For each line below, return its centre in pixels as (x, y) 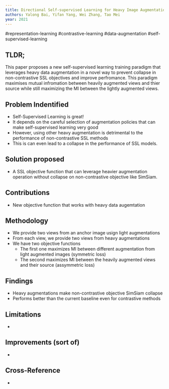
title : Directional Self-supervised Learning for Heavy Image (72, 10)
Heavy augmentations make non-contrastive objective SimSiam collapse (88, 293)
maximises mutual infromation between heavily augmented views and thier (83, 83)
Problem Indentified (37, 104)
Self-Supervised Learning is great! (48, 116)
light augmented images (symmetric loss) (63, 254)
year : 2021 (17, 19)
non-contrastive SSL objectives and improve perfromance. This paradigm (81, 78)
